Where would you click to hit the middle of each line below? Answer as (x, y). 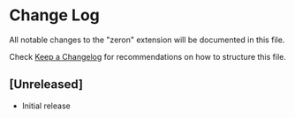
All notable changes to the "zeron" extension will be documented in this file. (147, 40)
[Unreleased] (46, 85)
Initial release (46, 106)
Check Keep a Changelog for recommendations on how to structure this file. (148, 56)
